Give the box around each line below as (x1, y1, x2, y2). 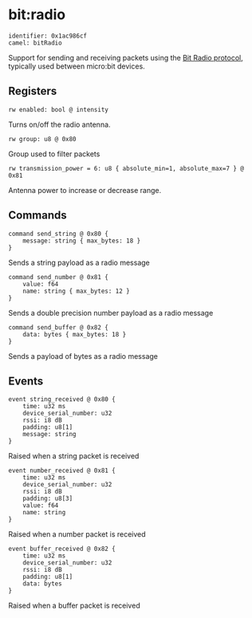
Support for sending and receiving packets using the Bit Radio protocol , (8, 53, 243, 62)
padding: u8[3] (22, 494, 73, 503)
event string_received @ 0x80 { (8, 396, 116, 403)
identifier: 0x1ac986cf (8, 32, 88, 40)
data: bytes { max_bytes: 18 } (22, 330, 127, 338)
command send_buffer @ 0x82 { (8, 323, 109, 332)
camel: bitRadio (8, 38, 62, 47)
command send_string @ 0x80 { (8, 230, 109, 238)
